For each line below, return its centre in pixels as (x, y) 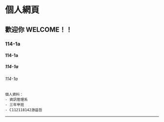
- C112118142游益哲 (24, 110)
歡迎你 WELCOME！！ (39, 30)
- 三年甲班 (15, 105)
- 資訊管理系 (16, 100)
